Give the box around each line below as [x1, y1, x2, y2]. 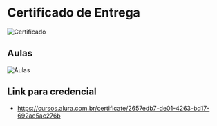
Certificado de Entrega [7, 5, 140, 21]
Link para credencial [7, 86, 97, 98]
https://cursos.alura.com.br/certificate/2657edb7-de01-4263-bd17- [17, 104, 210, 112]
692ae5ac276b [17, 112, 61, 120]
